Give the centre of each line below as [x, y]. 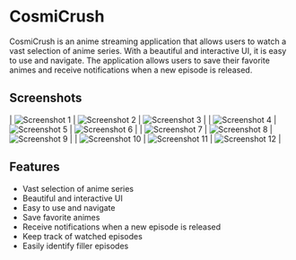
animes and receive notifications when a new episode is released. [131, 70]
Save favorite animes [61, 217]
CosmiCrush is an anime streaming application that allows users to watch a [148, 41]
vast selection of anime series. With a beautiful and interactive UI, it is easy [148, 50]
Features [35, 167]
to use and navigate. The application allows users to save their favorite [140, 60]
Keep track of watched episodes [83, 236]
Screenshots [46, 98]
